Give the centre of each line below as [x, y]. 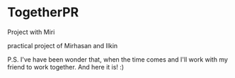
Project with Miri [31, 32]
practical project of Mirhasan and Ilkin [63, 45]
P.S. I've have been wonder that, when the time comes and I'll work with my [118, 59]
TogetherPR [43, 12]
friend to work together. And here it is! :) [66, 67]
